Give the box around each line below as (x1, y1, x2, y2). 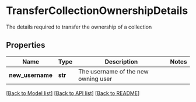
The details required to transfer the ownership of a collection (6, 23, 152, 30)
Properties (6, 40, 45, 50)
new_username (9, 71, 52, 79)
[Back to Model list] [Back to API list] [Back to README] (6, 89, 140, 97)
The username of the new (78, 67, 149, 75)
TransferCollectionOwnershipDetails (6, 4, 188, 17)
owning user (78, 75, 113, 83)
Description (104, 57, 138, 65)
